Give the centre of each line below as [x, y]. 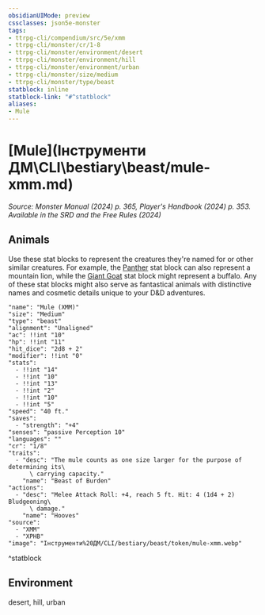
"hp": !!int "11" [37, 342]
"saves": [23, 418]
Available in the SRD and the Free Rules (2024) [85, 214]
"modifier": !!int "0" [45, 356]
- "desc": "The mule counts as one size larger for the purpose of [129, 460]
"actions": [26, 488]
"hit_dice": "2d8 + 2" [45, 349]
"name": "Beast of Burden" [67, 481]
